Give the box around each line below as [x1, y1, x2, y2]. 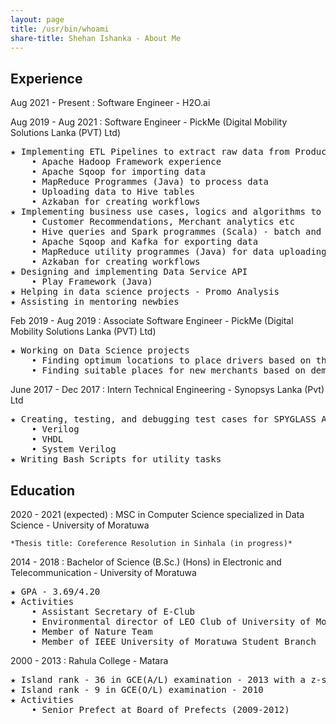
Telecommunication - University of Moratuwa [10, 567, 197, 578]
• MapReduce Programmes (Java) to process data [31, 176, 270, 188]
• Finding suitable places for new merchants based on [31, 365, 307, 376]
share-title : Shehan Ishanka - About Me [10, 33, 182, 43]
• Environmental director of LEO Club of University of [31, 616, 312, 627]
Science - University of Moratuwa [10, 519, 150, 531]
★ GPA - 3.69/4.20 [10, 586, 101, 597]
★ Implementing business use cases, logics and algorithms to [10, 206, 322, 218]
